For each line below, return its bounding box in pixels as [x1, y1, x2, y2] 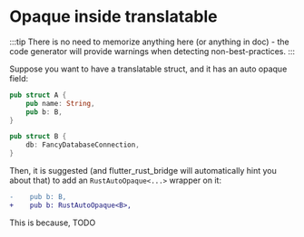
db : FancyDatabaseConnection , [25, 140, 141, 150]
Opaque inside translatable [9, 6, 218, 27]
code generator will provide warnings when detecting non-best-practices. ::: [9, 45, 296, 56]
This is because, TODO [9, 217, 96, 228]
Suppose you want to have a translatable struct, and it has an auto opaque [9, 63, 288, 74]
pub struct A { [9, 90, 67, 100]
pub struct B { [9, 132, 67, 141]
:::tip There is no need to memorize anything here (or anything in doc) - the [9, 36, 289, 47]
